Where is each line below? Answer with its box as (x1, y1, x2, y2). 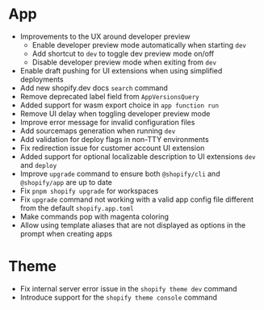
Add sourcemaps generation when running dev (19, 126, 176, 136)
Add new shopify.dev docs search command (19, 82, 168, 93)
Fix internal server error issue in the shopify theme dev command (19, 283, 237, 293)
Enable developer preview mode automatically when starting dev (31, 40, 247, 49)
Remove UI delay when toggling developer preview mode (19, 108, 211, 118)
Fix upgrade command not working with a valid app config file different (19, 195, 254, 204)
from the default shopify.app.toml (19, 203, 135, 212)
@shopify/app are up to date (19, 177, 113, 186)
